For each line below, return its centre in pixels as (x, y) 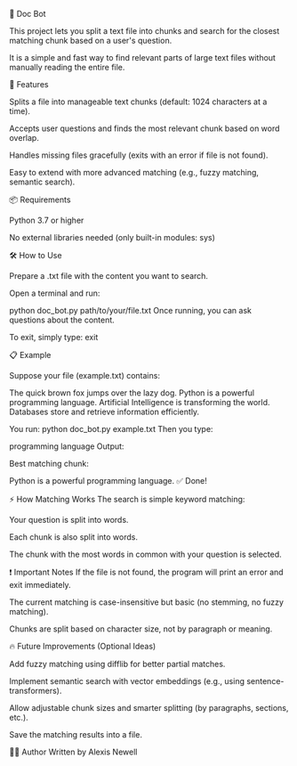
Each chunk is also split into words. (73, 537)
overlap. (24, 138)
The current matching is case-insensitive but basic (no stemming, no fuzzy (147, 602)
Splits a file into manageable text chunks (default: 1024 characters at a (138, 102)
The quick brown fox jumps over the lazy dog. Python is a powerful (132, 393)
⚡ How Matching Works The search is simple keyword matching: (127, 499)
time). (20, 111)
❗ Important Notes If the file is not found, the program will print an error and (146, 572)
